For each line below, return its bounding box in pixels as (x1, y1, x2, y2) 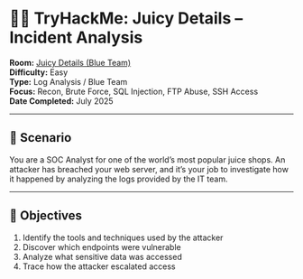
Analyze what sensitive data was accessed (22, 251, 182, 262)
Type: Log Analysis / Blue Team (9, 76, 128, 87)
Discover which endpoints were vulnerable (22, 241, 182, 252)
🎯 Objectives (9, 208, 83, 224)
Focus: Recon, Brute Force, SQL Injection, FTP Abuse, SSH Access (9, 86, 259, 97)
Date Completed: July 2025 (9, 95, 115, 107)
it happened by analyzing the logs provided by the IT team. (9, 173, 228, 184)
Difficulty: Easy (9, 67, 69, 78)
